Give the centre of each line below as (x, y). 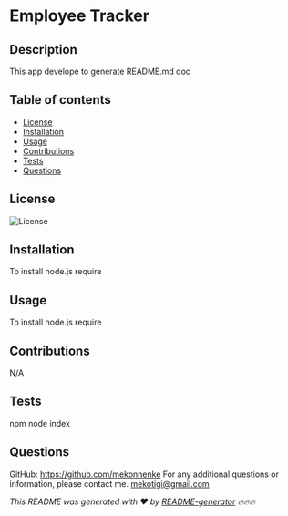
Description (43, 50)
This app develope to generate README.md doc (100, 71)
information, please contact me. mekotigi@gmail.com (109, 483)
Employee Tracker (80, 16)
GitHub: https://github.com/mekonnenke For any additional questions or (144, 474)
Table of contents (60, 100)
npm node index (40, 423)
